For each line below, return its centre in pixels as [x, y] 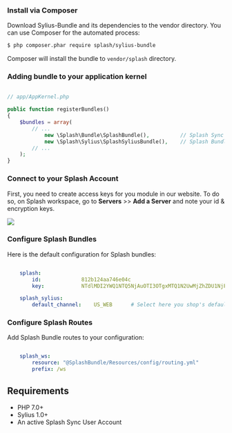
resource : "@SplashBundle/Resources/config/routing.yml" [115, 363]
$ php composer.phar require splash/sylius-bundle [81, 46]
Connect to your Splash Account [63, 178]
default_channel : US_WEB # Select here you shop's [119, 305]
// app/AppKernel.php [38, 97]
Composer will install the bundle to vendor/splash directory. [92, 59]
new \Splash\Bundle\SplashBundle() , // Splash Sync [134, 135]
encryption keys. [31, 208]
